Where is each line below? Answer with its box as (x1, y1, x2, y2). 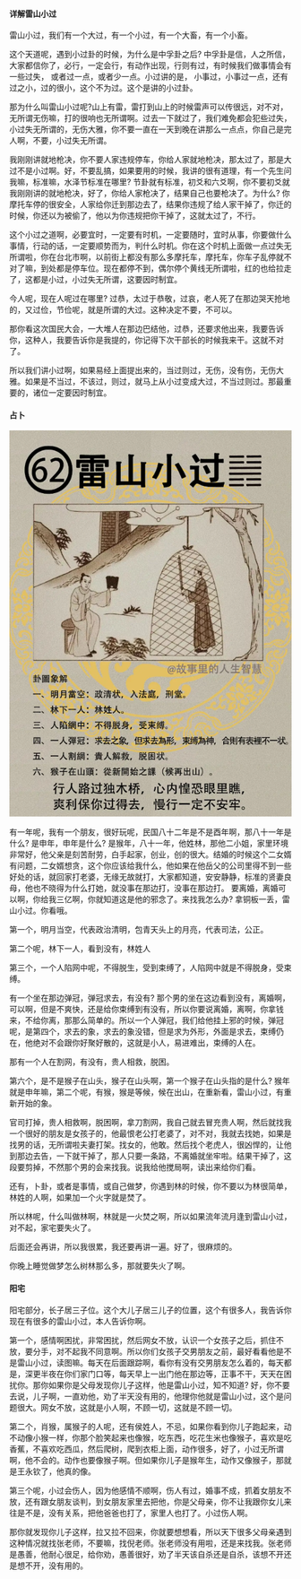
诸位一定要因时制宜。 (32, 387, 112, 398)
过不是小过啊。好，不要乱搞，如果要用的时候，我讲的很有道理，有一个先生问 (9, 166, 292, 177)
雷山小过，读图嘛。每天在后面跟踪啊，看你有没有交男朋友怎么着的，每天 (16, 1357, 284, 1367)
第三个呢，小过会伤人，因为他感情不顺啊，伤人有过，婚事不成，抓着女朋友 (9, 1485, 284, 1496)
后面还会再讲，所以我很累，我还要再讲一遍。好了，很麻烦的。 (9, 1242, 237, 1253)
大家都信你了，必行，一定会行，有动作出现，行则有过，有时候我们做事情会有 (9, 60, 292, 71)
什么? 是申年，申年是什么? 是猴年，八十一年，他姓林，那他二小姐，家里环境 (9, 838, 289, 849)
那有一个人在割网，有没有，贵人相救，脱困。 (9, 1056, 175, 1067)
